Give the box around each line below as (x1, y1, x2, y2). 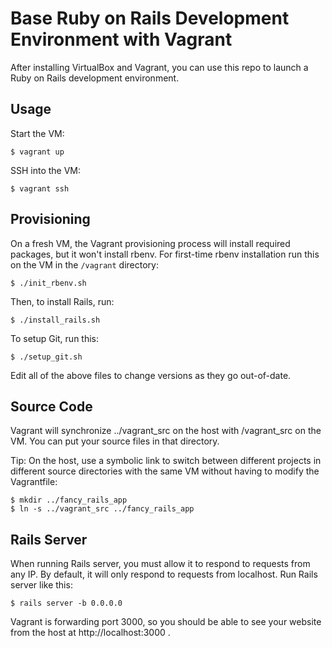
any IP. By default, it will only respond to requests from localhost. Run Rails (10, 568, 318, 581)
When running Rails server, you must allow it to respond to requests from (10, 558, 311, 570)
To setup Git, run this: (10, 332, 100, 344)
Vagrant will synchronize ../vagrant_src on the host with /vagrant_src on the (10, 425, 322, 437)
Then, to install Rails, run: (10, 295, 115, 307)
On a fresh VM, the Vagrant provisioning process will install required (10, 237, 291, 249)
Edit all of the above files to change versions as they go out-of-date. (10, 369, 292, 381)
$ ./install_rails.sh (10, 315, 101, 325)
